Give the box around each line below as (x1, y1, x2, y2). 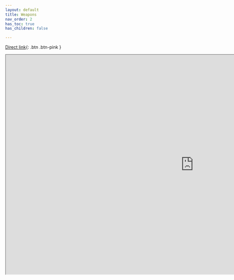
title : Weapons (5, 12, 37, 17)
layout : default (5, 7, 39, 13)
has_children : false (5, 26, 48, 31)
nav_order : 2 (5, 17, 32, 22)
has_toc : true (5, 21, 35, 27)
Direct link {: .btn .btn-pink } (5, 44, 61, 50)
